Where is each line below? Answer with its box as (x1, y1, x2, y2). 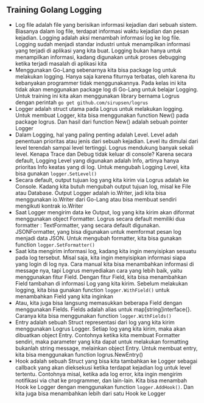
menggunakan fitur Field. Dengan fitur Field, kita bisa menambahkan (15, 273, 187, 281)
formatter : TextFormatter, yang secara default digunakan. (15, 222, 161, 229)
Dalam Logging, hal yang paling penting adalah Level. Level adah (15, 131, 178, 138)
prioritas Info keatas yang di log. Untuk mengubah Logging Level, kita (15, 163, 190, 170)
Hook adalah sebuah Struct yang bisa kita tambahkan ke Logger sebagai (15, 357, 198, 365)
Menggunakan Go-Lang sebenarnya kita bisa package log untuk (15, 66, 177, 74)
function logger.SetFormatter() (15, 240, 96, 248)
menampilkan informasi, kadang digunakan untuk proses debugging (15, 53, 186, 60)
